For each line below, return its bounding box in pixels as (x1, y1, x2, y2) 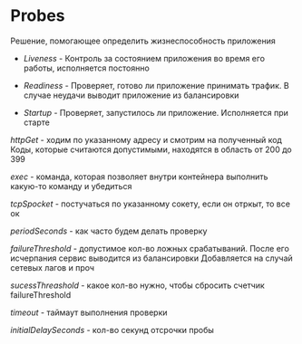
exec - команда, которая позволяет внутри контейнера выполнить (10, 171, 268, 182)
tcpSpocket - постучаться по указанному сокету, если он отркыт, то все (10, 198, 291, 209)
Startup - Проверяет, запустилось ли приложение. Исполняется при (23, 107, 289, 118)
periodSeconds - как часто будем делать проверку (10, 225, 208, 236)
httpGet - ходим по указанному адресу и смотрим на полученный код (10, 134, 282, 145)
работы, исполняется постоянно (23, 62, 151, 73)
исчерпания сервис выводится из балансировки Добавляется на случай (10, 253, 293, 263)
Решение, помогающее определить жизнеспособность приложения (10, 35, 276, 46)
